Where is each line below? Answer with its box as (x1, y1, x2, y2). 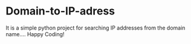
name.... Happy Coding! (5, 30, 65, 37)
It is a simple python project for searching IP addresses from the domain (5, 24, 186, 31)
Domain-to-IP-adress (5, 4, 115, 18)
